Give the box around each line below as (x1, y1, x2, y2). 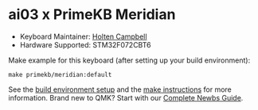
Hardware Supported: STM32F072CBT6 (19, 40, 151, 49)
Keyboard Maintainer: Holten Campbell (19, 32, 147, 41)
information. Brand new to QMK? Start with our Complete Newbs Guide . (8, 93, 244, 102)
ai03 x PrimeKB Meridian (8, 6, 176, 24)
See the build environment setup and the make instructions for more (8, 85, 233, 94)
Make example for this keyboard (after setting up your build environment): (8, 55, 251, 65)
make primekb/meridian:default (8, 70, 112, 78)
